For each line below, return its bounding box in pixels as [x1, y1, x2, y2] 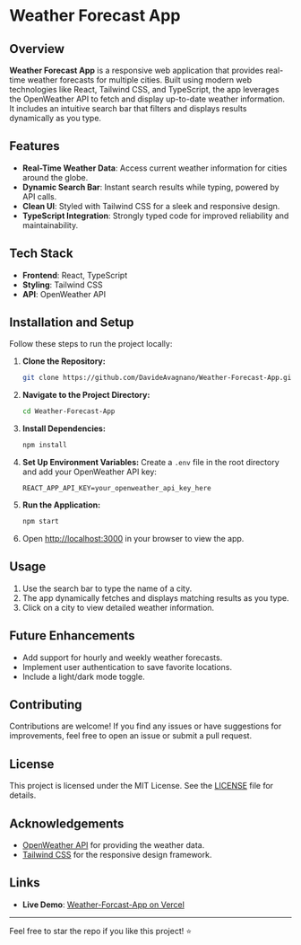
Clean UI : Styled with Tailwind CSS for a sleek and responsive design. [21, 200, 280, 211]
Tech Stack [9, 246, 73, 261]
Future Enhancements [9, 628, 136, 643]
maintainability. [21, 219, 79, 230]
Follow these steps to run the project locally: [9, 339, 173, 349]
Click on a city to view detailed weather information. [21, 602, 215, 613]
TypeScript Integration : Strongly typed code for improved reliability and [21, 210, 289, 221]
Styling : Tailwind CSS [21, 279, 103, 290]
